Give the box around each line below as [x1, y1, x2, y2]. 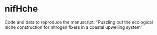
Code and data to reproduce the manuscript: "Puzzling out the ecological [4, 19, 153, 25]
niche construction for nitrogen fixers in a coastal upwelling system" [4, 24, 143, 30]
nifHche [4, 3, 38, 14]
